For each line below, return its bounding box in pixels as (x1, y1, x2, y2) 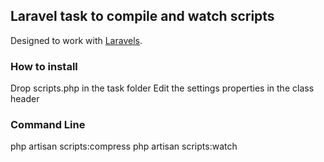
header (10, 93, 40, 105)
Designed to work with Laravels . (10, 34, 143, 46)
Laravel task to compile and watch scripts (10, 8, 275, 25)
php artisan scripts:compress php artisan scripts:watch (10, 140, 238, 153)
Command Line (10, 118, 86, 132)
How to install (10, 59, 78, 73)
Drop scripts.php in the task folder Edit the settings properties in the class (10, 82, 315, 94)
